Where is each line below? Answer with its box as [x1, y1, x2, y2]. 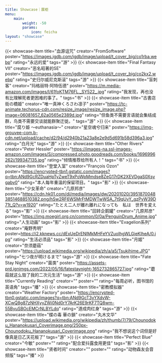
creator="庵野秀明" [5, 225, 44, 231]
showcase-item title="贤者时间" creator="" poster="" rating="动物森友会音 [5, 346, 154, 352]
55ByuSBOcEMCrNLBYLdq [5, 305, 59, 311]
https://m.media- [87, 82, 121, 88]
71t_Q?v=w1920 [5, 202, 36, 208]
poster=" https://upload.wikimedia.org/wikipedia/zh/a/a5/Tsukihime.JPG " [5, 248, 150, 254]
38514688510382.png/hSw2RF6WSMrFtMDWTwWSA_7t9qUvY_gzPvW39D [5, 196, 156, 202]
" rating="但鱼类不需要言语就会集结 [81, 112, 152, 118]
